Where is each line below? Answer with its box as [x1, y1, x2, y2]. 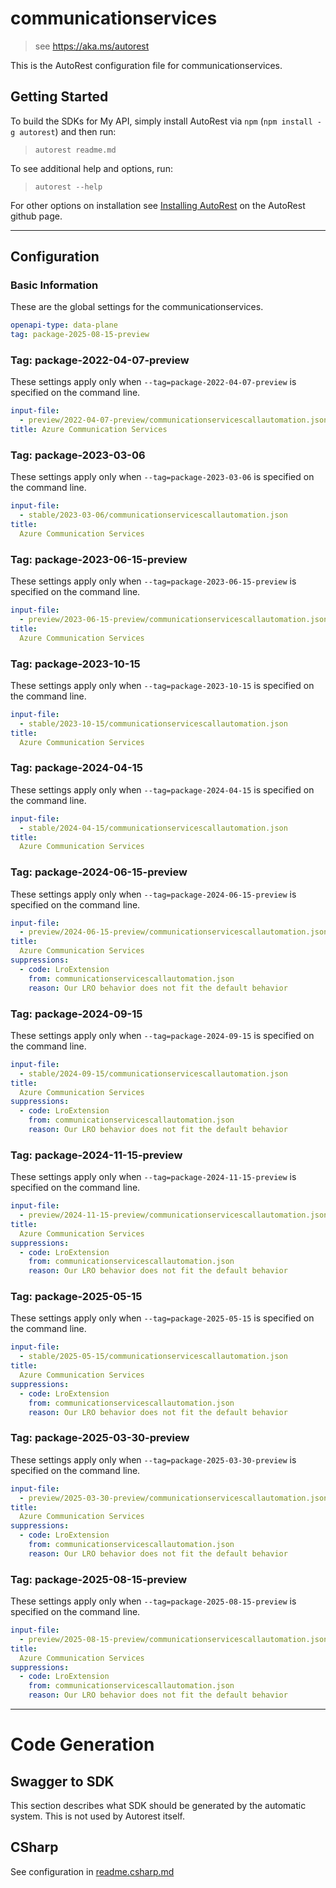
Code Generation [10, 1733, 155, 1756]
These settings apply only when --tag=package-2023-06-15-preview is [10, 575, 297, 587]
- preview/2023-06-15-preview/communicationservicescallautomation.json [19, 615, 329, 625]
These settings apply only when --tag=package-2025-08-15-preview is [10, 1595, 297, 1607]
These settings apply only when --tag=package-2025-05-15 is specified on [10, 1312, 315, 1324]
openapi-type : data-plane [10, 320, 118, 331]
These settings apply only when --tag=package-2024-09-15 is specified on [10, 1029, 315, 1041]
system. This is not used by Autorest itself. [10, 1810, 185, 1822]
